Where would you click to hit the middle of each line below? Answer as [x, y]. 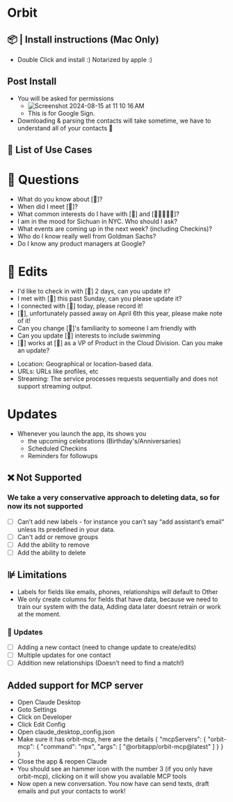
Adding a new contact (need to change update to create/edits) [107, 647]
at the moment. [39, 614]
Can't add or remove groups [58, 537]
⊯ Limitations [37, 575]
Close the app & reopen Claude [62, 762]
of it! [24, 321]
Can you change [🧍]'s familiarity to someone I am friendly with [107, 328]
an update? [33, 351]
